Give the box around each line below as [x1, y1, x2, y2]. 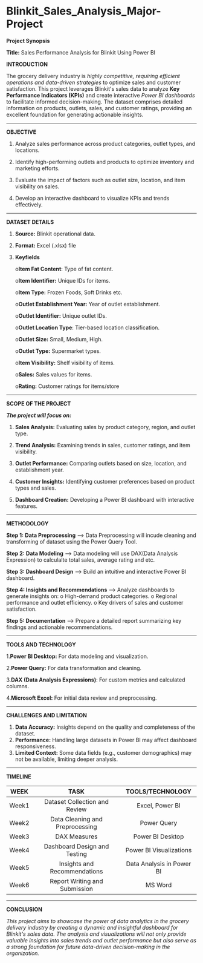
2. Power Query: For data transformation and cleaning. [6, 664, 142, 671]
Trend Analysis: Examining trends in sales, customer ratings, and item [14, 441, 190, 449]
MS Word [145, 881, 172, 889]
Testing [65, 849, 88, 858]
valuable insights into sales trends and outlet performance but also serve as [6, 936, 196, 944]
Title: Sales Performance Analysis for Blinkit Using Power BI [6, 48, 156, 56]
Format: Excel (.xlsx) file [14, 242, 77, 249]
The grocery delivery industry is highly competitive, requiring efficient [6, 72, 180, 79]
